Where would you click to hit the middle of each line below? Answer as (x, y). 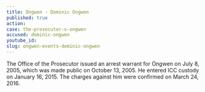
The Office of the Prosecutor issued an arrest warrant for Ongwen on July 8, (103, 63)
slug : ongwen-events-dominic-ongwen (53, 47)
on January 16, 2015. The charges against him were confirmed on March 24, (102, 77)
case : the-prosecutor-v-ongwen (46, 29)
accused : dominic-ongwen (38, 35)
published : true (27, 18)
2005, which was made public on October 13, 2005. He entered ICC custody (103, 70)
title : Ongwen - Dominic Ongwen (48, 12)
